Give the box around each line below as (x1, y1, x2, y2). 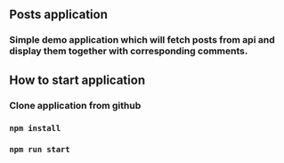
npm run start (9, 144, 70, 155)
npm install (9, 123, 61, 133)
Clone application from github (9, 99, 142, 111)
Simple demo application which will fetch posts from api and (9, 34, 275, 46)
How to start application (9, 72, 145, 87)
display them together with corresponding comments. (9, 45, 248, 57)
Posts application (9, 7, 109, 22)
